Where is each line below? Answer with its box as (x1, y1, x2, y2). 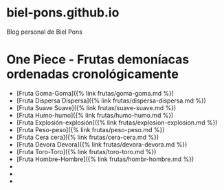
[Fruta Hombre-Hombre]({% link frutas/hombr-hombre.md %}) (16, 155, 194, 163)
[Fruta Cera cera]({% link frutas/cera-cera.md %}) (16, 133, 159, 141)
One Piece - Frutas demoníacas (6, 52, 190, 67)
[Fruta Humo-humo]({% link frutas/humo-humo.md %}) (16, 111, 174, 119)
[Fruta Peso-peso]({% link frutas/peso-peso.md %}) (16, 125, 165, 134)
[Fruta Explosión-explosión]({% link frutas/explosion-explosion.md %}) (16, 118, 218, 127)
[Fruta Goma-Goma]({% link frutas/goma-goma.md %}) (16, 89, 175, 97)
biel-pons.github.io (6, 5, 120, 21)
